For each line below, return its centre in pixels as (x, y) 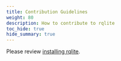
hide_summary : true (31, 34)
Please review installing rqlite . (43, 51)
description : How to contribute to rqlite (60, 23)
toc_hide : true (25, 29)
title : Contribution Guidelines (47, 12)
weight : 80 (20, 18)
